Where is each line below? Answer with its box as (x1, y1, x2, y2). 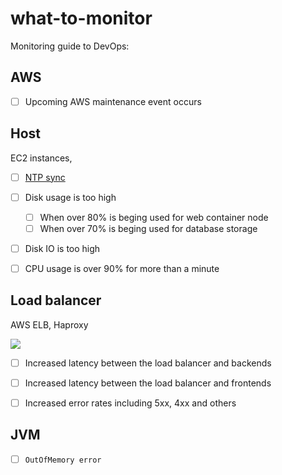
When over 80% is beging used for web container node (39, 211, 269, 223)
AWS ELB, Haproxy (10, 318, 89, 331)
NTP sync (24, 171, 66, 183)
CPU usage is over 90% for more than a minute (24, 262, 220, 274)
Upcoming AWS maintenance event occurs (24, 95, 202, 107)
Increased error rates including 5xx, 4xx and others (24, 397, 237, 409)
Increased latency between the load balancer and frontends (24, 377, 272, 389)
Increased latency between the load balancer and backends (24, 357, 272, 369)
